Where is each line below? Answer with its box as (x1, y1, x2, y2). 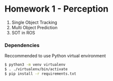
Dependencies (4, 42, 40, 49)
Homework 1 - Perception (4, 3, 109, 15)
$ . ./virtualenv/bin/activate (4, 67, 68, 72)
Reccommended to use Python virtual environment (4, 53, 106, 59)
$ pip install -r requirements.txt (4, 71, 77, 76)
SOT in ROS (11, 30, 35, 35)
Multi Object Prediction (11, 24, 58, 30)
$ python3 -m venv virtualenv (4, 62, 66, 67)
